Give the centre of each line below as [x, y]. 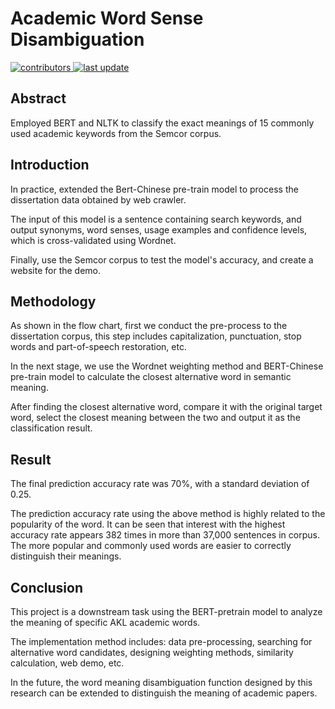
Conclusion [47, 587]
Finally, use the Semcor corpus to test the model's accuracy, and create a [162, 259]
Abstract [38, 98]
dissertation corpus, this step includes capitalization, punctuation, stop [156, 336]
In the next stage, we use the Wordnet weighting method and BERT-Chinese [167, 366]
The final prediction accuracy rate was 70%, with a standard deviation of [160, 484]
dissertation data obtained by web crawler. [98, 199]
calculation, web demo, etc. [67, 663]
